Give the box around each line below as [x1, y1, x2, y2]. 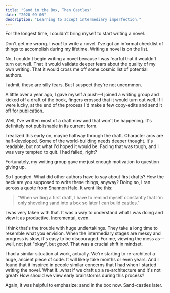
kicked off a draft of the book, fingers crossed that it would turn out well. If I [5, 97, 163, 103]
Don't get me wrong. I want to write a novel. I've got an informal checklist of [5, 41, 163, 47]
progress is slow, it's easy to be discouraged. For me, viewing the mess [5, 236, 154, 242]
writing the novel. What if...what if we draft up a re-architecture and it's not [5, 267, 161, 273]
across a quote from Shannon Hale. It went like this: [5, 185, 113, 191]
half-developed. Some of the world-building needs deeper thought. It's [5, 138, 153, 144]
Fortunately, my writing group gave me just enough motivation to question [5, 159, 159, 165]
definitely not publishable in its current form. [5, 123, 98, 129]
